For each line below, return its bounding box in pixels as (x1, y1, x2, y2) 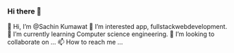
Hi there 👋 (7, 6, 42, 16)
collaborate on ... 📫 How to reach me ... (7, 38, 123, 47)
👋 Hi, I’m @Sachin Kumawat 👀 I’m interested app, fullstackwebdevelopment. (7, 23, 228, 31)
